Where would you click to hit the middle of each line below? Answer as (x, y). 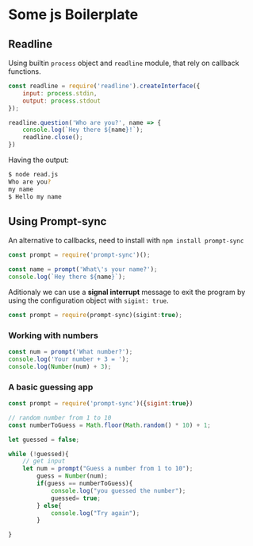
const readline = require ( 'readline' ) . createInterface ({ (104, 86)
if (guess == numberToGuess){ (85, 484)
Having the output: (38, 160)
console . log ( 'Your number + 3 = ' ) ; (69, 359)
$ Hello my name (35, 196)
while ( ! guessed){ (38, 454)
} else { (49, 505)
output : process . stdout (62, 101)
